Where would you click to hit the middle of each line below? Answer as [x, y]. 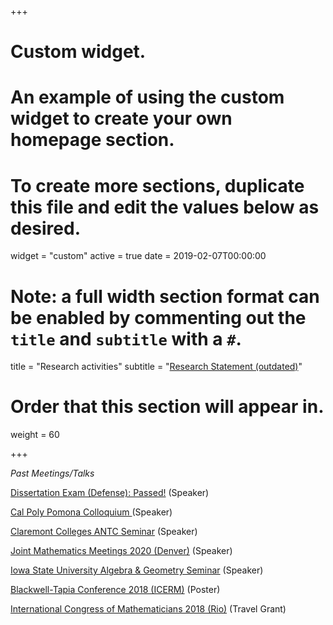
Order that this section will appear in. [167, 407]
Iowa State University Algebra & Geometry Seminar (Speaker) [137, 570]
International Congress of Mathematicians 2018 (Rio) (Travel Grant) [148, 609]
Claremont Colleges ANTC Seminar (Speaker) [104, 532]
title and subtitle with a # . [126, 338]
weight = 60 [35, 435]
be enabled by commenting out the [158, 317]
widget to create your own [121, 118]
